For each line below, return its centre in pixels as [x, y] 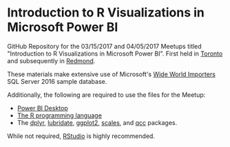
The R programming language [59, 115]
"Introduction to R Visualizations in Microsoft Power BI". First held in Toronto [115, 54]
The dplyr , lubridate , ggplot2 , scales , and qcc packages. [97, 122]
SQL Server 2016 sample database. [57, 81]
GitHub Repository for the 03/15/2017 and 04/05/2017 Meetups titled [104, 46]
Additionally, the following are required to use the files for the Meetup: [106, 95]
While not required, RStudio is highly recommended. [81, 136]
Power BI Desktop [42, 108]
